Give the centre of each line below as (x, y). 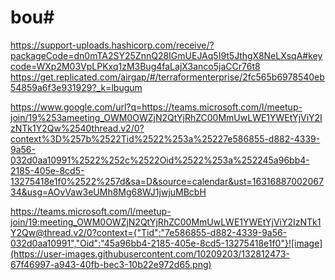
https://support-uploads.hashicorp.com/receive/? (112, 45)
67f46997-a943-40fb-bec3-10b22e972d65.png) (111, 264)
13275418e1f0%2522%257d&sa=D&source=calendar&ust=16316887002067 (167, 181)
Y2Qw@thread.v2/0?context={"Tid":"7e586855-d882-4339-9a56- (149, 232)
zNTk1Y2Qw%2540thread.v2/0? (77, 128)
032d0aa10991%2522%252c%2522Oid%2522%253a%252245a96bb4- (160, 160)
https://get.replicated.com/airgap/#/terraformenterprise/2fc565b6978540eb (167, 77)
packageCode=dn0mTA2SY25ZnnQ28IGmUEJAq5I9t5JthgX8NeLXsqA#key (166, 55)
